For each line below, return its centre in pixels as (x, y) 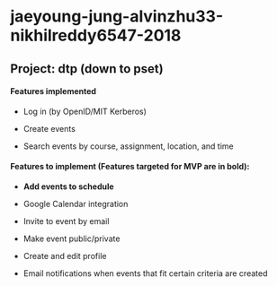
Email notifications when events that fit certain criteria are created (145, 273)
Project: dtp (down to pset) (87, 69)
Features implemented (54, 91)
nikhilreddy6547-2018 (96, 35)
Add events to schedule (69, 186)
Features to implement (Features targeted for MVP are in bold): (130, 167)
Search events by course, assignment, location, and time (129, 146)
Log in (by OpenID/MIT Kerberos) (85, 111)
